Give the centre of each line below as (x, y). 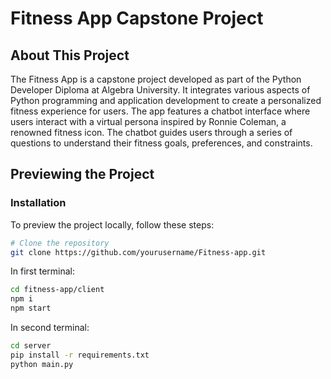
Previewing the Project (82, 174)
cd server (31, 346)
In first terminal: (43, 271)
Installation (38, 203)
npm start (31, 308)
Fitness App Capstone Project (137, 18)
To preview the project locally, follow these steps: (112, 224)
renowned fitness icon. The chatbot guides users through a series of (151, 132)
